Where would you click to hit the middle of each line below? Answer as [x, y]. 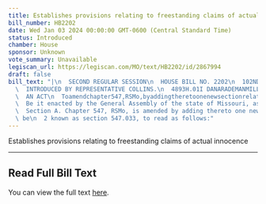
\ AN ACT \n [35, 96]
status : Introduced [40, 38]
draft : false [30, 74]
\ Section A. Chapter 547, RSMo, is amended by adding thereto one [131, 111]
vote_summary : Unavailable [53, 60]
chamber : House [33, 45]
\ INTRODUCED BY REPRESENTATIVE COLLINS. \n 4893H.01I [109, 89]
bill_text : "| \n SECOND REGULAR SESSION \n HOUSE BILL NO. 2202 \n [122, 81]
